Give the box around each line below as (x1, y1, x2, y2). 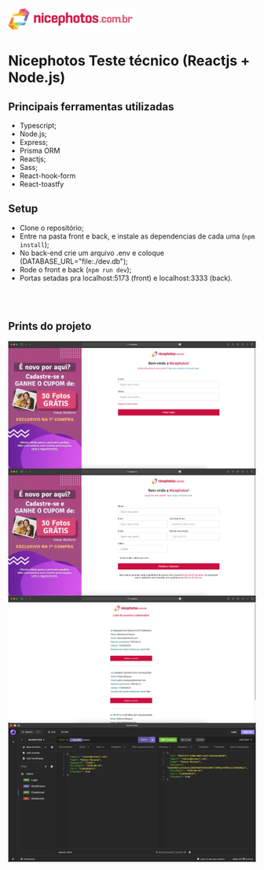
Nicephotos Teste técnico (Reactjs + (8, 52, 251, 70)
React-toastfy (19, 180, 64, 188)
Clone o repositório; (19, 223, 84, 232)
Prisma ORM (19, 146, 60, 155)
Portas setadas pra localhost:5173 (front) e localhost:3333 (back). (19, 273, 233, 283)
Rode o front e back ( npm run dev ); (19, 265, 132, 274)
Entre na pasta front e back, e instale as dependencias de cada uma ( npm (19, 231, 255, 241)
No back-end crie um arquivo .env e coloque (19, 248, 165, 257)
